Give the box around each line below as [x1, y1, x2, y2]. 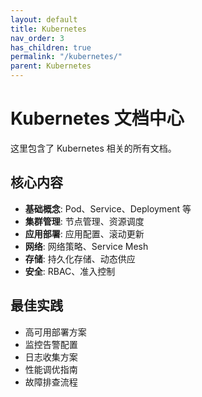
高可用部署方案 [24, 326, 87, 338]
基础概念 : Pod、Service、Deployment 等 [24, 202, 192, 215]
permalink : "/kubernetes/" [10, 52, 123, 62]
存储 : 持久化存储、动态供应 [24, 252, 136, 265]
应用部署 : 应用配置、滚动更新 [24, 227, 145, 240]
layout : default [10, 14, 78, 25]
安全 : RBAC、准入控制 [24, 265, 116, 277]
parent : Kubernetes [10, 61, 92, 71]
